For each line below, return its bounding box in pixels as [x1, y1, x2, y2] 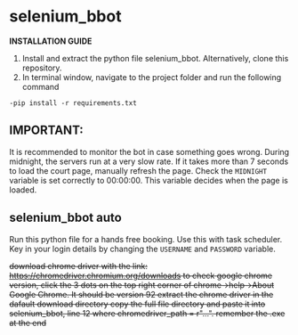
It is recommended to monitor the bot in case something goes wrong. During [9, 146, 290, 157]
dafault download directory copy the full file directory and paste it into [9, 298, 266, 309]
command [21, 81, 60, 92]
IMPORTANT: [9, 123, 85, 138]
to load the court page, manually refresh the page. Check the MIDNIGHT [9, 165, 268, 176]
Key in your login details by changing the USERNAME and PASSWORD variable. [9, 243, 276, 254]
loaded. [9, 184, 37, 195]
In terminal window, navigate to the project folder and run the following [21, 71, 282, 82]
